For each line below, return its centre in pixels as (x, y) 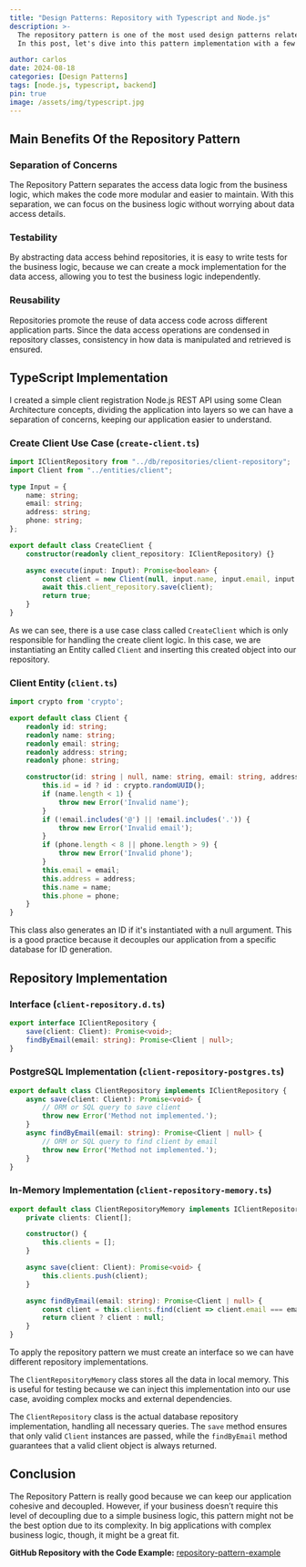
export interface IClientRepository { (83, 1023)
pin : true (28, 93)
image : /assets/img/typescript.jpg (77, 102)
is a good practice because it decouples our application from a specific (143, 940)
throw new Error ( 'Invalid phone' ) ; (126, 853)
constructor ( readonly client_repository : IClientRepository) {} (150, 554)
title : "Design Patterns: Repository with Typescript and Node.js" (140, 18)
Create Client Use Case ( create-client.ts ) (105, 443)
